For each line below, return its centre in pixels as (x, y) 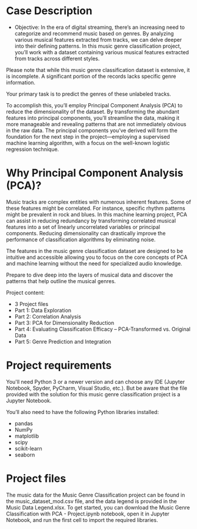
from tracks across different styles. (57, 58)
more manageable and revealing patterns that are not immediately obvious (96, 124)
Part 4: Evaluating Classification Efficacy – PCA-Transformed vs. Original (103, 329)
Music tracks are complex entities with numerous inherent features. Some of (98, 202)
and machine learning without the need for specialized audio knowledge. (94, 263)
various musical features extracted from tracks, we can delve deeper (98, 40)
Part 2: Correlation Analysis (48, 316)
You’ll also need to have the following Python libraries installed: (83, 412)
